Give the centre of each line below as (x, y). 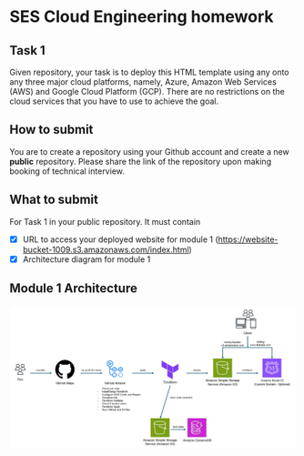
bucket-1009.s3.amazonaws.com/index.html (106, 249)
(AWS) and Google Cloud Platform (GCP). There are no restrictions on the (147, 91)
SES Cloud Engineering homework (142, 17)
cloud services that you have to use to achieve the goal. (114, 101)
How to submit (51, 130)
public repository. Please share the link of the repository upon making (140, 161)
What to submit (54, 200)
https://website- (248, 239)
